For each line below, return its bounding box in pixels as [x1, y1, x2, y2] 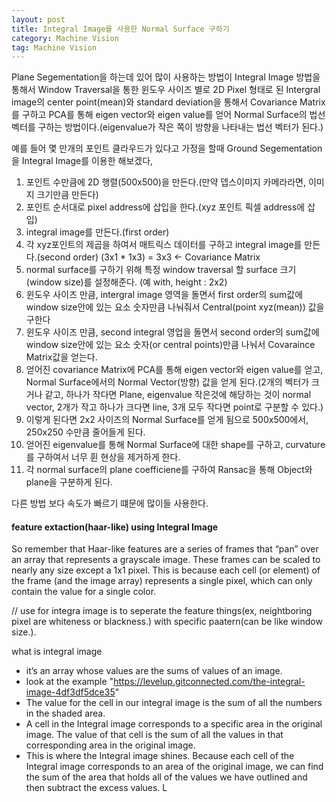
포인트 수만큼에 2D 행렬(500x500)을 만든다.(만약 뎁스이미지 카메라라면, [25, 176, 307, 188]
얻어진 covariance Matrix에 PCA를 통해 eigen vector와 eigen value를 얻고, [25, 364, 324, 376]
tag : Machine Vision [11, 42, 98, 53]
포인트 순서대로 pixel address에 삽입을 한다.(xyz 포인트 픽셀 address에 [25, 201, 306, 213]
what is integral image [11, 646, 103, 658]
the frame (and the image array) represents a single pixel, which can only [11, 575, 313, 587]
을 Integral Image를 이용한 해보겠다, [11, 155, 154, 167]
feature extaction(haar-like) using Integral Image [11, 521, 219, 533]
